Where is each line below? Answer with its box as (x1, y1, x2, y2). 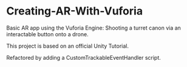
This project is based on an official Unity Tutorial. (6, 42, 129, 49)
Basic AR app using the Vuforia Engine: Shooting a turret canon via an (6, 24, 181, 31)
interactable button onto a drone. (6, 30, 89, 37)
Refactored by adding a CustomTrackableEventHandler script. (6, 54, 161, 61)
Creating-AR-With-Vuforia (6, 4, 143, 18)
